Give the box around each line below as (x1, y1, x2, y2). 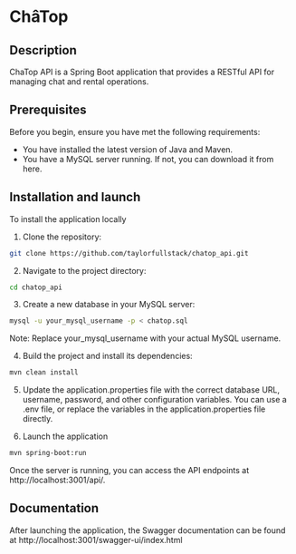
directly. (22, 413, 53, 424)
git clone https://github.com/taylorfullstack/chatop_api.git (9, 248, 249, 258)
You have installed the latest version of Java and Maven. (22, 143, 234, 155)
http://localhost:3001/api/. (9, 474, 106, 485)
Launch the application (22, 431, 109, 442)
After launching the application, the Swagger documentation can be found (9, 524, 286, 536)
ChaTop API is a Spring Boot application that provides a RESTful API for (9, 66, 275, 77)
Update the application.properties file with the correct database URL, (22, 384, 281, 395)
